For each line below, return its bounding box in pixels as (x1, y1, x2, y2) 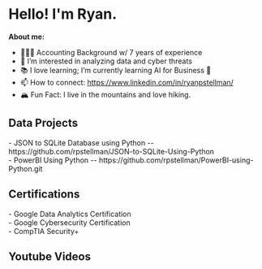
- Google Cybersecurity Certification (8, 217, 131, 228)
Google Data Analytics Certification (13, 209, 131, 219)
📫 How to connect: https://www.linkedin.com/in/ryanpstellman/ (19, 77, 234, 87)
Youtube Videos (8, 249, 92, 263)
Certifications (8, 188, 80, 202)
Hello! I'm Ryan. (8, 5, 118, 24)
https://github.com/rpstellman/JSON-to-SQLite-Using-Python (8, 146, 215, 156)
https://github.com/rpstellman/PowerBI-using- (98, 155, 254, 165)
